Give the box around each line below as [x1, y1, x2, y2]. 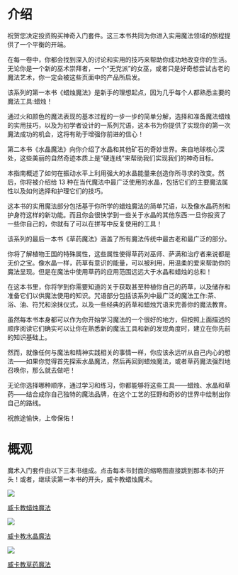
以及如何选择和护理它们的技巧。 [13, 186, 107, 195]
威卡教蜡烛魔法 [7, 503, 51, 512]
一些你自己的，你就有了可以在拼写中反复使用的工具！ [7, 219, 163, 228]
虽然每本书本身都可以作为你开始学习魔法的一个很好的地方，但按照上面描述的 [7, 315, 231, 324]
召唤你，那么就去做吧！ [7, 366, 76, 374]
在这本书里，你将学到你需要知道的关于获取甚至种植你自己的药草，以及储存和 [7, 282, 231, 291]
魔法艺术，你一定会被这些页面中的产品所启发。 [7, 72, 144, 82]
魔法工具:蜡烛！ [7, 97, 53, 105]
